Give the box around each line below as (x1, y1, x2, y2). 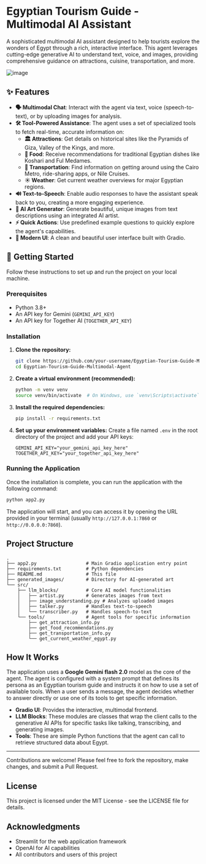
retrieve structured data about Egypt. (15, 739, 109, 746)
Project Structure (6, 539, 74, 549)
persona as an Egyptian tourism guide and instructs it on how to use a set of (6, 681, 199, 688)
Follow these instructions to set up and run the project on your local (6, 268, 177, 276)
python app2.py (6, 496, 45, 503)
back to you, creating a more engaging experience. (15, 198, 145, 206)
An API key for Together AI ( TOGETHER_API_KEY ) (15, 317, 132, 324)
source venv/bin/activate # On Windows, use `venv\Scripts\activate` (15, 392, 200, 398)
